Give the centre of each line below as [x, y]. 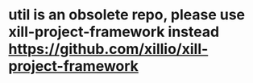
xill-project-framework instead [114, 32]
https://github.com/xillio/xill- [108, 49]
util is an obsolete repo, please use [127, 15]
